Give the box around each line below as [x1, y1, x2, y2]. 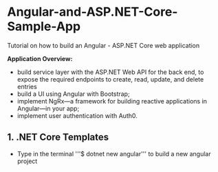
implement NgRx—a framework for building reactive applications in [17, 97, 208, 105]
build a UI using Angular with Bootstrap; [17, 90, 130, 98]
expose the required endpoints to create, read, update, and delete [17, 75, 204, 83]
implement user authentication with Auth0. [17, 111, 138, 120]
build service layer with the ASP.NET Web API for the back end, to [17, 68, 204, 76]
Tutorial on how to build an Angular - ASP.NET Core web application [7, 41, 200, 49]
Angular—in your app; [17, 104, 80, 112]
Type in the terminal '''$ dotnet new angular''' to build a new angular [17, 149, 211, 158]
